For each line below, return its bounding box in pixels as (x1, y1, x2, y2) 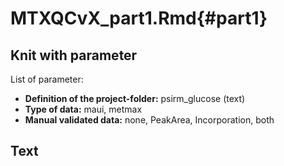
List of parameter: (10, 73, 84, 85)
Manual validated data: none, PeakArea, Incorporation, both (24, 114, 275, 126)
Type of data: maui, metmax (24, 103, 143, 115)
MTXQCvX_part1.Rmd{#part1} (10, 7, 268, 30)
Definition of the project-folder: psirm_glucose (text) (24, 93, 246, 104)
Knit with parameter (10, 47, 138, 64)
